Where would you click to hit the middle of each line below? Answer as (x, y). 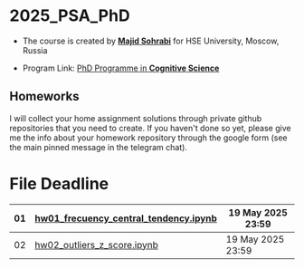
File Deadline (59, 183)
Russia (35, 50)
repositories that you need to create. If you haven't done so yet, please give (150, 128)
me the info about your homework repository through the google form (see (148, 138)
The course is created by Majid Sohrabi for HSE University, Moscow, (151, 41)
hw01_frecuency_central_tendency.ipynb (126, 218)
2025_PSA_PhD (70, 16)
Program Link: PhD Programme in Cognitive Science (121, 68)
